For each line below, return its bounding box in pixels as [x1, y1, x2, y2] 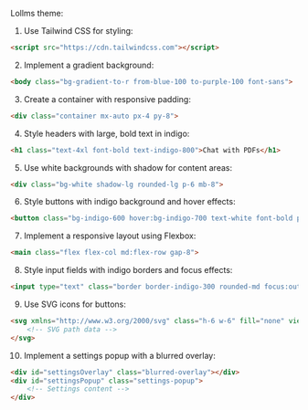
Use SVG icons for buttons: [23, 299, 126, 310]
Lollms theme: [10, 8, 64, 18]
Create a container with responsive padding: [23, 93, 191, 104]
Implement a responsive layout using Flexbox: [23, 230, 196, 241]
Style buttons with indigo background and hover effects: [23, 196, 236, 207]
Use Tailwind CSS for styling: [23, 26, 133, 36]
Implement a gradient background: [23, 59, 154, 70]
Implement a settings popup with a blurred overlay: [23, 350, 216, 361]
